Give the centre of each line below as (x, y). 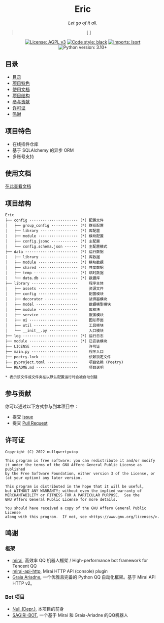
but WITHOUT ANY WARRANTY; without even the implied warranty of (73, 491)
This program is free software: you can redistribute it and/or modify (80, 460)
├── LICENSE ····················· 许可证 (52, 347)
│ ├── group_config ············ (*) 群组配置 (54, 226)
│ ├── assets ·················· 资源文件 (54, 289)
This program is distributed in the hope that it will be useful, (75, 486)
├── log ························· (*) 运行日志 (54, 336)
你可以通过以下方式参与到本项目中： (42, 406)
